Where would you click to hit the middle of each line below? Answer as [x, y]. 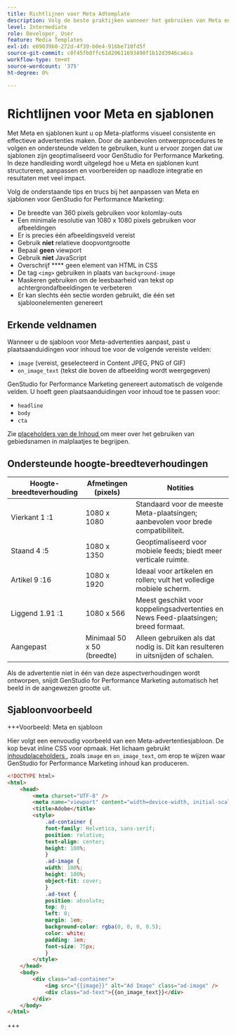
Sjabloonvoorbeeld [50, 710]
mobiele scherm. [163, 589]
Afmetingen [107, 483]
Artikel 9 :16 [31, 580]
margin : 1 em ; [64, 920]
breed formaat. [160, 626]
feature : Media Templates [45, 40]
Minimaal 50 [106, 638]
